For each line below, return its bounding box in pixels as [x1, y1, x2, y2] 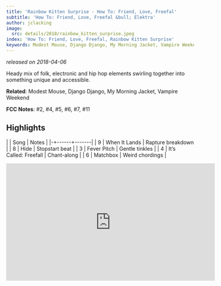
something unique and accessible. [6, 76, 91, 83]
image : [6, 25, 23, 32]
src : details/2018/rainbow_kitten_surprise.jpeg [11, 31, 135, 37]
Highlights [6, 123, 46, 133]
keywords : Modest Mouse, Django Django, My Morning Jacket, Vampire [6, 42, 180, 48]
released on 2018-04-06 [6, 58, 67, 66]
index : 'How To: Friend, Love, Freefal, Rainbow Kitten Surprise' [6, 36, 175, 42]
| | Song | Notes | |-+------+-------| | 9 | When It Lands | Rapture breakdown [6, 138, 194, 146]
